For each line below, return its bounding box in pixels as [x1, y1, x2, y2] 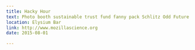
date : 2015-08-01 [6, 30, 48, 36]
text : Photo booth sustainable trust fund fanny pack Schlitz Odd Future [6, 14, 190, 20]
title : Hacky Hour [6, 8, 51, 15]
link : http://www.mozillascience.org [6, 24, 98, 31]
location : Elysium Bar [6, 19, 61, 25]
